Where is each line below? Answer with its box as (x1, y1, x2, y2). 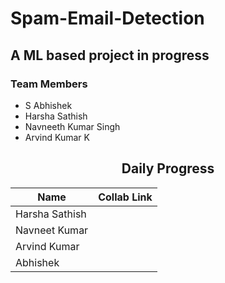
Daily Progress (121, 160, 215, 177)
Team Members (10, 77, 88, 91)
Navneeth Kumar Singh (24, 120, 121, 132)
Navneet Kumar (15, 223, 89, 237)
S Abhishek (24, 99, 73, 111)
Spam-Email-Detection (10, 7, 205, 30)
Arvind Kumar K (24, 131, 90, 143)
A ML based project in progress (10, 47, 210, 64)
